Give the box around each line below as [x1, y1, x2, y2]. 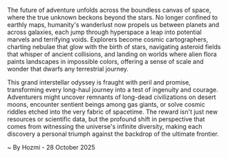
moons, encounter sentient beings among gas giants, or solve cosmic [7, 100, 205, 108]
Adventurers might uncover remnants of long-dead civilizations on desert [7, 93, 216, 101]
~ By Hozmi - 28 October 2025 [7, 143, 95, 151]
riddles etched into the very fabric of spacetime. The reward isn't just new [7, 107, 218, 116]
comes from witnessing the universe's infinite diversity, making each [7, 123, 202, 130]
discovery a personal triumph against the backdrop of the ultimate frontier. [7, 130, 219, 138]
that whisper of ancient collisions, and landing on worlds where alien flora [7, 50, 218, 58]
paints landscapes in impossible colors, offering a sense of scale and [7, 58, 204, 65]
